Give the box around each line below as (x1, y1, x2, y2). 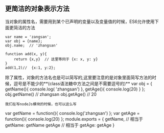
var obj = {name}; (5, 39, 43, 44)
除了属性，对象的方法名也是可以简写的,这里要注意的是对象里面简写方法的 (5, 74, 153, 80)
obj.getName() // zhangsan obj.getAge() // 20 (5, 91, 97, 97)
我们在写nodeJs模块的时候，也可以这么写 (5, 102, 77, 107)
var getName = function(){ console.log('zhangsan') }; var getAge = (5, 110, 140, 116)
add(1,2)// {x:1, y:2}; (5, 65, 56, 70)
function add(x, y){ (5, 51, 47, 56)
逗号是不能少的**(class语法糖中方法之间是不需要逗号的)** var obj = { (13, 80, 153, 87)
